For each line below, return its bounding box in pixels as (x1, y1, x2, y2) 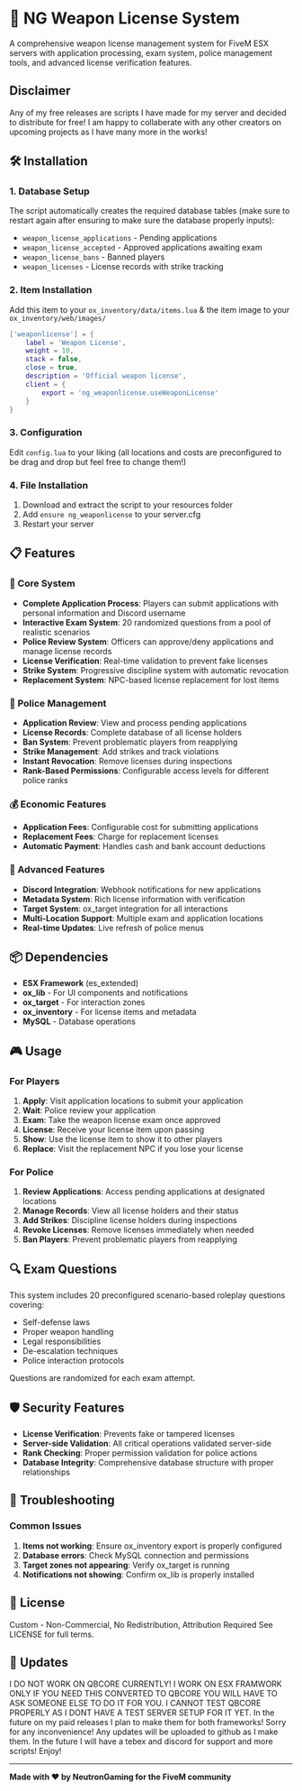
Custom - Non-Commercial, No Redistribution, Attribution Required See (9, 1619, 273, 1630)
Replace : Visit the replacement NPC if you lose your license (22, 1144, 244, 1155)
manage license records (22, 645, 112, 656)
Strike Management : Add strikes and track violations (22, 746, 219, 757)
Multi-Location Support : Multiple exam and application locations (22, 912, 263, 923)
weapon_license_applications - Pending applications (22, 233, 218, 243)
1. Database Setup (9, 185, 90, 197)
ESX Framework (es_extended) (22, 978, 139, 989)
